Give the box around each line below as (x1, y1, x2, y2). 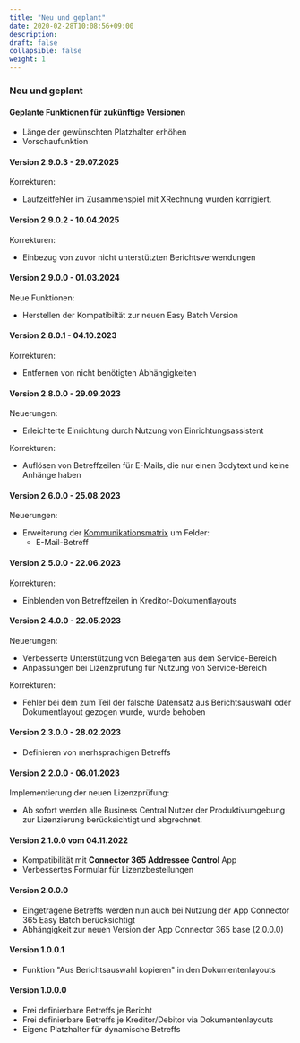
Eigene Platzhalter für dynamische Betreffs (21, 1023, 181, 1034)
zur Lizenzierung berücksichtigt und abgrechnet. (21, 814, 203, 825)
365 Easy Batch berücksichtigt (21, 914, 136, 925)
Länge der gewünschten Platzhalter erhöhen (21, 126, 187, 137)
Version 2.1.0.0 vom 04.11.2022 (9, 835, 128, 846)
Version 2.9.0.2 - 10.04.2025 (9, 214, 120, 225)
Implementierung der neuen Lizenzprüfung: (9, 787, 170, 798)
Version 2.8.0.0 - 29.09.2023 (9, 387, 121, 399)
